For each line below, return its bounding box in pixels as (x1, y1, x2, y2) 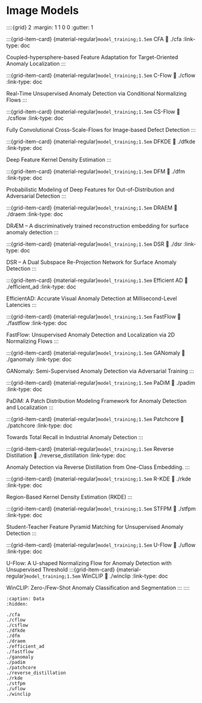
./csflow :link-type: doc (6, 114, 64, 122)
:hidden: (6, 601, 28, 607)
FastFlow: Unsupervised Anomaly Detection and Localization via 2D (6, 331, 175, 338)
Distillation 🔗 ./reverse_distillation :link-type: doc (6, 451, 126, 459)
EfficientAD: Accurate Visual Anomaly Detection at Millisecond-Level (6, 295, 177, 302)
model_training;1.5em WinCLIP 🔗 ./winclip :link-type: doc (26, 572, 168, 580)
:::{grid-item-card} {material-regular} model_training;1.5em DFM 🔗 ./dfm (6, 168, 186, 175)
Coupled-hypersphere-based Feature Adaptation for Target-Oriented (6, 53, 178, 60)
